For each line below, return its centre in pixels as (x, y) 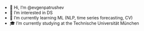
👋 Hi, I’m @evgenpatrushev (37, 8)
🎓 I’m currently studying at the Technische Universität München (74, 23)
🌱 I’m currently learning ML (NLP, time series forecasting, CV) (71, 18)
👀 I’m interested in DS (31, 13)
